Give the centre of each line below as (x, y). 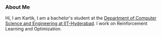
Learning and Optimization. (33, 29)
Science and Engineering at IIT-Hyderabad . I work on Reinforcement (76, 23)
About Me (18, 7)
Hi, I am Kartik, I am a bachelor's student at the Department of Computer (81, 18)
